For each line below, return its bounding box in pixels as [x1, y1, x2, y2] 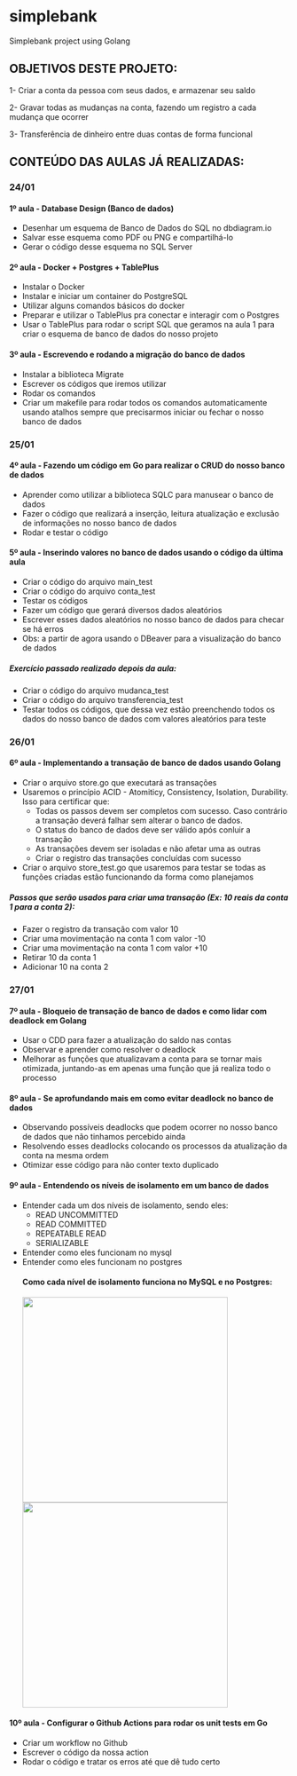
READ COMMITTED [35, 1219, 107, 1229]
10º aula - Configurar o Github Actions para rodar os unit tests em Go [9, 1717, 268, 1728]
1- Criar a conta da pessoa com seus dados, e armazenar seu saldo [9, 84, 255, 95]
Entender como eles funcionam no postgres [21, 1256, 183, 1267]
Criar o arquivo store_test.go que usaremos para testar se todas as [21, 863, 266, 873]
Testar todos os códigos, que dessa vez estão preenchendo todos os [21, 704, 276, 714]
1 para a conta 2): [9, 901, 75, 912]
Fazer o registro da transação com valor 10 [21, 924, 179, 935]
